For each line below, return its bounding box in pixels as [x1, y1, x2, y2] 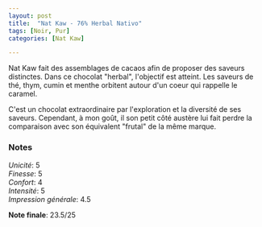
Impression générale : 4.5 [8, 194, 91, 204]
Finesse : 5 [8, 168, 43, 178]
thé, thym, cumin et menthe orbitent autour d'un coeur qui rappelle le [8, 80, 238, 90]
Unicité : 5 [8, 160, 40, 170]
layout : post [8, 11, 52, 20]
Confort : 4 [8, 177, 43, 187]
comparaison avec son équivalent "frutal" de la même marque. [8, 122, 216, 131]
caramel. [8, 89, 38, 99]
